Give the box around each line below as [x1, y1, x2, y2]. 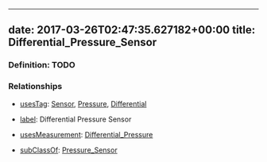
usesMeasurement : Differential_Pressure [19, 129, 153, 139]
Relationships [8, 81, 63, 92]
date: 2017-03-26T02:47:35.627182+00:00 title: [8, 23, 256, 37]
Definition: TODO [8, 60, 75, 71]
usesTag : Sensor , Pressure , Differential [19, 98, 147, 108]
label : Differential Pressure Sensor [19, 114, 132, 124]
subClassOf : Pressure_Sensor [19, 145, 118, 155]
